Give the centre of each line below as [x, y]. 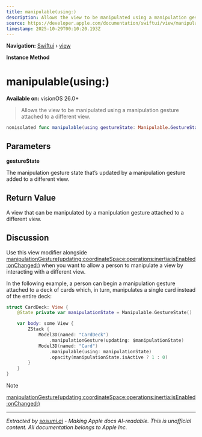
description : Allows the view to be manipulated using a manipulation [96, 17]
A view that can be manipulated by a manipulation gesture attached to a [95, 212]
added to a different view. [38, 179]
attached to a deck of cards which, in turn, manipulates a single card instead [101, 289]
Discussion [28, 238]
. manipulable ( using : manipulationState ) [100, 351]
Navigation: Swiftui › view [38, 46]
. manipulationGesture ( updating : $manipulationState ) [117, 340]
